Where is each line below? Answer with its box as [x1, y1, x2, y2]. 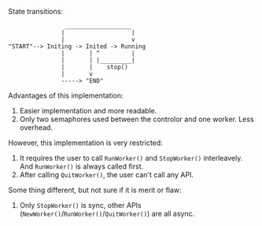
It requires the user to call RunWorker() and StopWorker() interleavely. [19, 154, 243, 162]
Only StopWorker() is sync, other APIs [19, 201, 142, 209]
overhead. [19, 123, 54, 132]
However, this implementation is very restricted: [8, 138, 163, 147]
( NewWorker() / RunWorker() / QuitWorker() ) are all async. [19, 209, 195, 218]
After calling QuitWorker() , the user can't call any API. [19, 170, 194, 180]
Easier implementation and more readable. [19, 106, 157, 115]
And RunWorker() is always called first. [19, 161, 144, 171]
